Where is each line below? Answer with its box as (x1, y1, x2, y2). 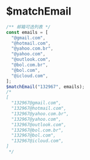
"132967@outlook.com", (11, 121, 67, 127)
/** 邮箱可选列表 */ (6, 24, 51, 30)
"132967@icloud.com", (11, 138, 64, 144)
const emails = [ (6, 29, 49, 35)
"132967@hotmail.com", (11, 106, 67, 112)
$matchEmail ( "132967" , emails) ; (6, 84, 85, 89)
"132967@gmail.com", (11, 100, 61, 106)
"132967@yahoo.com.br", (11, 110, 69, 117)
